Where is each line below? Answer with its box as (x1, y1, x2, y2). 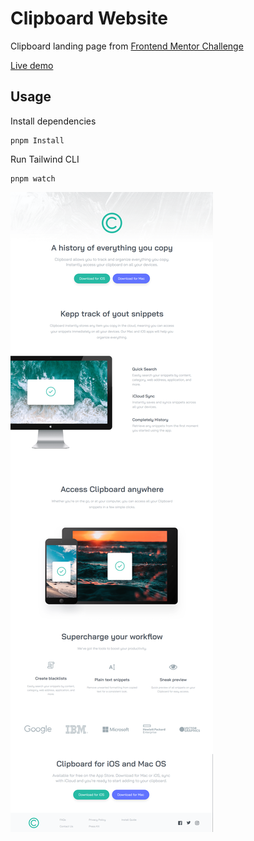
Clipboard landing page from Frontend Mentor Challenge (10, 40, 244, 52)
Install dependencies (10, 115, 97, 127)
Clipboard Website (10, 7, 168, 30)
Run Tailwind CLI (10, 153, 80, 165)
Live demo (10, 59, 54, 71)
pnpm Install (10, 135, 65, 146)
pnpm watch (10, 173, 56, 184)
